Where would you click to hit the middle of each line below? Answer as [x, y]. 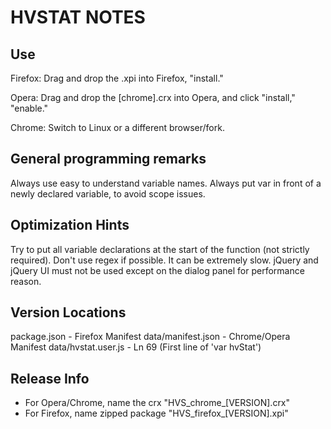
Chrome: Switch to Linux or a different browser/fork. [117, 127]
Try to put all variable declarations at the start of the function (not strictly [160, 249]
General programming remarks [108, 159]
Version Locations [68, 312]
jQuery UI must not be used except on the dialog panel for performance [157, 270]
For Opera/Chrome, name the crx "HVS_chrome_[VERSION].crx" [157, 403]
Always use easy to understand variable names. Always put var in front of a [166, 183]
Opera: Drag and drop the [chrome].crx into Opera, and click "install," [153, 97]
